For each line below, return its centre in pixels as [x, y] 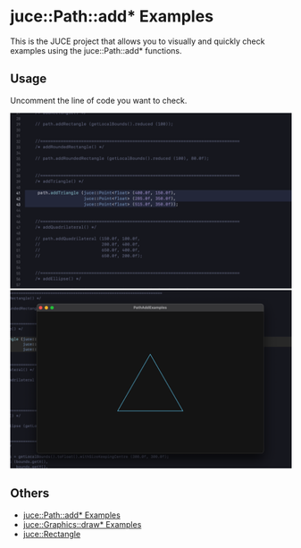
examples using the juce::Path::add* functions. [96, 50]
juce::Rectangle [52, 534]
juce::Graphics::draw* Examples [82, 524]
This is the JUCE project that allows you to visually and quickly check [138, 41]
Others [30, 493]
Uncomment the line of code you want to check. [99, 100]
